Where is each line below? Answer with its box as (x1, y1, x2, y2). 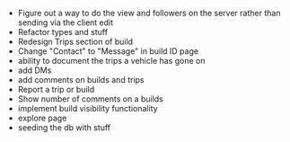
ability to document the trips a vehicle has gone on (17, 56, 206, 66)
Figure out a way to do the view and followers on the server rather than (17, 8, 281, 18)
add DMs (17, 65, 52, 75)
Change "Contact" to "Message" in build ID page (17, 46, 199, 57)
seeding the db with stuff (17, 122, 111, 133)
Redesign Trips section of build (17, 36, 133, 47)
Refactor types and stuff (17, 27, 109, 37)
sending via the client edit (17, 17, 114, 28)
